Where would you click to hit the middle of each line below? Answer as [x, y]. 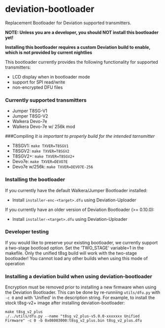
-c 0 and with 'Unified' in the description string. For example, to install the [80, 298]
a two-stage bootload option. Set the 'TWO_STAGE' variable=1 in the [75, 247]
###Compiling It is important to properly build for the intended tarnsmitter [80, 136]
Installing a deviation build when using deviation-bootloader [79, 276]
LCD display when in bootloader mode [51, 77]
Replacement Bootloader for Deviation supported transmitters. [68, 23]
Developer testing [27, 232]
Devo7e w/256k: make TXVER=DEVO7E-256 [53, 167]
